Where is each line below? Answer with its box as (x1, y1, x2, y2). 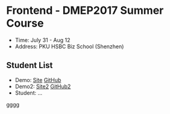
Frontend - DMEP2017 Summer (6, 4, 164, 17)
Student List (6, 60, 53, 71)
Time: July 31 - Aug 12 (14, 36, 71, 43)
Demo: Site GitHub (14, 76, 61, 83)
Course (6, 16, 44, 30)
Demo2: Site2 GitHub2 (14, 83, 71, 90)
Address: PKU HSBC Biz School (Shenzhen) (14, 43, 124, 50)
